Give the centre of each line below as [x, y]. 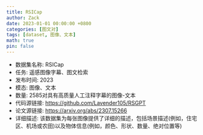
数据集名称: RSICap [39, 64]
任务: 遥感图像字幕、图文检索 [52, 72]
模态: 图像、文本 [35, 87]
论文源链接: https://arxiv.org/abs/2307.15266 [71, 110]
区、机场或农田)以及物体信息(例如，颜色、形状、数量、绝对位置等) [98, 126]
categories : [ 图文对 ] [32, 29]
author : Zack [23, 18]
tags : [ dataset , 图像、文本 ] [41, 35]
